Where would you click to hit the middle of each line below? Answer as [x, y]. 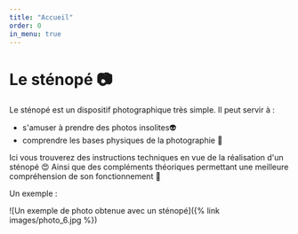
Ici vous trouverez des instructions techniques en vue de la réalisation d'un [147, 158]
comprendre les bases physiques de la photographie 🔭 [122, 140]
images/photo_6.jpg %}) [53, 220]
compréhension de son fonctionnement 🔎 [85, 176]
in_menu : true [36, 34]
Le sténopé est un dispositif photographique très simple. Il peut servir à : [142, 110]
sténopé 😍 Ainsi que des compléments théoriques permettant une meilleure [149, 167]
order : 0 [25, 26]
